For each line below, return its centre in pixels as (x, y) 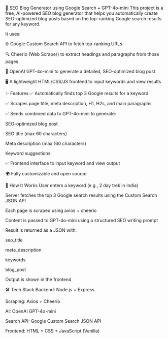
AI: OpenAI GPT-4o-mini (31, 311)
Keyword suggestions (28, 153)
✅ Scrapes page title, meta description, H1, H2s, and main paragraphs (78, 103)
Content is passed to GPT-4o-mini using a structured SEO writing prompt (82, 220)
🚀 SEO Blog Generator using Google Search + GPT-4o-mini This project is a (84, 8)
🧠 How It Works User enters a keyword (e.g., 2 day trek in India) (72, 185)
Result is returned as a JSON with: (41, 230)
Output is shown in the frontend (39, 279)
